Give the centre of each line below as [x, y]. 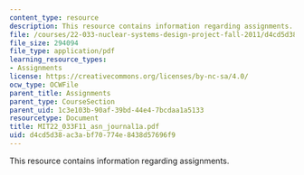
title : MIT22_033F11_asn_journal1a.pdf [85, 127]
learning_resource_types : [58, 60]
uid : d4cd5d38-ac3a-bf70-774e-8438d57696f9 [93, 135]
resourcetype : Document [54, 118]
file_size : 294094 [44, 43]
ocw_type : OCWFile [44, 85]
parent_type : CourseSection [62, 101]
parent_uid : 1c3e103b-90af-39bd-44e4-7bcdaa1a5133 [107, 110]
